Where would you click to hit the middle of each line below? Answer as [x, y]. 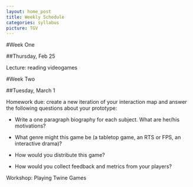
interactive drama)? [38, 144]
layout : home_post [29, 12]
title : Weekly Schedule [35, 17]
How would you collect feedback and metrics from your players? [93, 166]
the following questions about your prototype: [62, 108]
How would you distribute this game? [60, 155]
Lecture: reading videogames [42, 68]
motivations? [30, 126]
